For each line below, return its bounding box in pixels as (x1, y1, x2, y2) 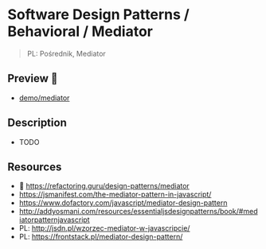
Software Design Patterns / (7, 6, 190, 24)
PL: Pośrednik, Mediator (26, 49, 107, 58)
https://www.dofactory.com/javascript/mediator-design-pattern (18, 198, 228, 208)
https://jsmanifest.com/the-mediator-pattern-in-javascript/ (18, 189, 212, 200)
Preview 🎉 (7, 72, 58, 85)
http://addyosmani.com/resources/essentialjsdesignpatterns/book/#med (18, 207, 258, 216)
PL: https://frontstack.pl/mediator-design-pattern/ (18, 232, 183, 242)
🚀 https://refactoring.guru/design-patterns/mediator (18, 181, 190, 191)
